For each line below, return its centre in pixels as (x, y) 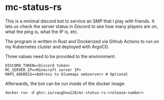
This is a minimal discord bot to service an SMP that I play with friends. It (80, 21)
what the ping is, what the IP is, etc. (42, 31)
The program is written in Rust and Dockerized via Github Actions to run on (82, 41)
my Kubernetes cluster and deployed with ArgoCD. (57, 46)
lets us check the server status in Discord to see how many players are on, (82, 26)
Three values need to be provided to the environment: (61, 56)
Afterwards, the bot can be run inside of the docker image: (65, 83)
